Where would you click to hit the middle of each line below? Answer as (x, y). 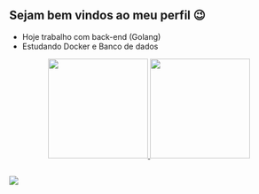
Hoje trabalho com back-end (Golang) (91, 36)
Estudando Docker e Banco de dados (90, 46)
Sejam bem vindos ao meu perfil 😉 (107, 16)
